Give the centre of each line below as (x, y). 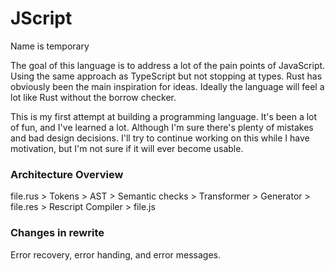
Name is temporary (50, 46)
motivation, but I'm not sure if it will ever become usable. (127, 148)
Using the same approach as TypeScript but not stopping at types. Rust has (166, 76)
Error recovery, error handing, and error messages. (115, 254)
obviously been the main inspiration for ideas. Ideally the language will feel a (167, 86)
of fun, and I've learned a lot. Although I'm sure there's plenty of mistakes (162, 127)
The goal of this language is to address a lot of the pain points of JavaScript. (168, 65)
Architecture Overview (67, 174)
